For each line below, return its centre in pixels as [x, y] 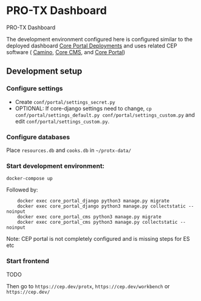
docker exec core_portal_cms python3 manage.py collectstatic [97, 223]
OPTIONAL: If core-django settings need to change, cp [83, 108]
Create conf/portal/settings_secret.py [65, 102]
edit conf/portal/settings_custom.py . [62, 121]
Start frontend [28, 261]
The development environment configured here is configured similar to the [100, 39]
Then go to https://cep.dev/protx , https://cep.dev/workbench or [88, 286]
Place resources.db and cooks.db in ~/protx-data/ [69, 150]
